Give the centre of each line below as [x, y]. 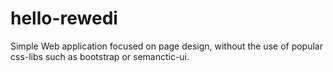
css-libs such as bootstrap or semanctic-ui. [100, 56]
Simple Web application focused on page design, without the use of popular [166, 46]
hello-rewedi [64, 18]
